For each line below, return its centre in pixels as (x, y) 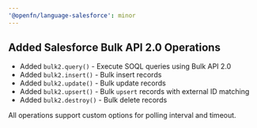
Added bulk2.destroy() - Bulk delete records (93, 100)
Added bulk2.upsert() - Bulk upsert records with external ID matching (134, 92)
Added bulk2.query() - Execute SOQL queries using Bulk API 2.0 (125, 66)
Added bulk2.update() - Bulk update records (93, 83)
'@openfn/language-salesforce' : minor (72, 15)
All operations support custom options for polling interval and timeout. (122, 115)
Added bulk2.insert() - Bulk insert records (91, 75)
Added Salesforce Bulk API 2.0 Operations (115, 48)
